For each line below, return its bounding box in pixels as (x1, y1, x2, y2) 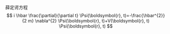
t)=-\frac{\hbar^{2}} (123, 12, 165, 18)
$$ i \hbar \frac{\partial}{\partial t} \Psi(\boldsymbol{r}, (7, 12, 123, 18)
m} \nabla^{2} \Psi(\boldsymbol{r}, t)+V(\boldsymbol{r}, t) (28, 18, 150, 23)
